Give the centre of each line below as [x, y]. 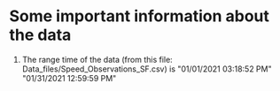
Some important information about [140, 16]
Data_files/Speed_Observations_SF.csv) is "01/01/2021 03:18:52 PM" [147, 69]
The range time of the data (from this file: [97, 59]
